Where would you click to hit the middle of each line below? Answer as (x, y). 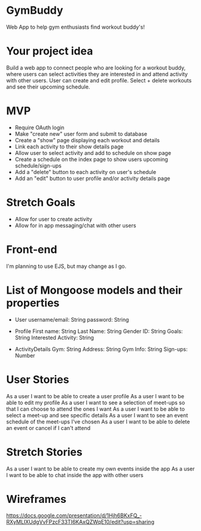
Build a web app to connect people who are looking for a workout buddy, (96, 68)
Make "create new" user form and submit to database (81, 134)
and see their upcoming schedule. (48, 87)
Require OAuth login (39, 127)
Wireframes (36, 499)
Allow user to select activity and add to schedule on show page (93, 152)
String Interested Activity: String (54, 337)
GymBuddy (35, 10)
